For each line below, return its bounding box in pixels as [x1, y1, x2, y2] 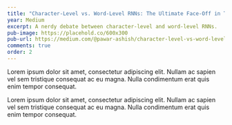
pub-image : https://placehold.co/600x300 [7, 29, 128, 37]
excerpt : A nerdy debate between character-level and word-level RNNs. [7, 23, 217, 30]
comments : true [7, 42, 51, 49]
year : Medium [7, 17, 45, 23]
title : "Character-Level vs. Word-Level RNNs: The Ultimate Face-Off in [7, 10, 221, 17]
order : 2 [7, 49, 32, 56]
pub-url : [7, 36, 32, 43]
